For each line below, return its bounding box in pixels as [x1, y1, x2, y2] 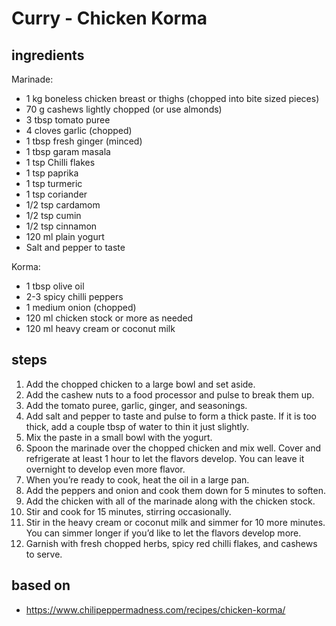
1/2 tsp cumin [25, 210, 82, 221]
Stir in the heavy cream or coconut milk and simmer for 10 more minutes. [25, 516, 326, 528]
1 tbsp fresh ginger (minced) [25, 135, 143, 147]
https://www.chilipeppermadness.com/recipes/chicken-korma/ [25, 603, 286, 616]
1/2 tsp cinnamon [25, 220, 98, 232]
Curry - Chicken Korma [11, 7, 208, 30]
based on [11, 577, 71, 594]
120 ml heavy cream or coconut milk [25, 323, 176, 334]
